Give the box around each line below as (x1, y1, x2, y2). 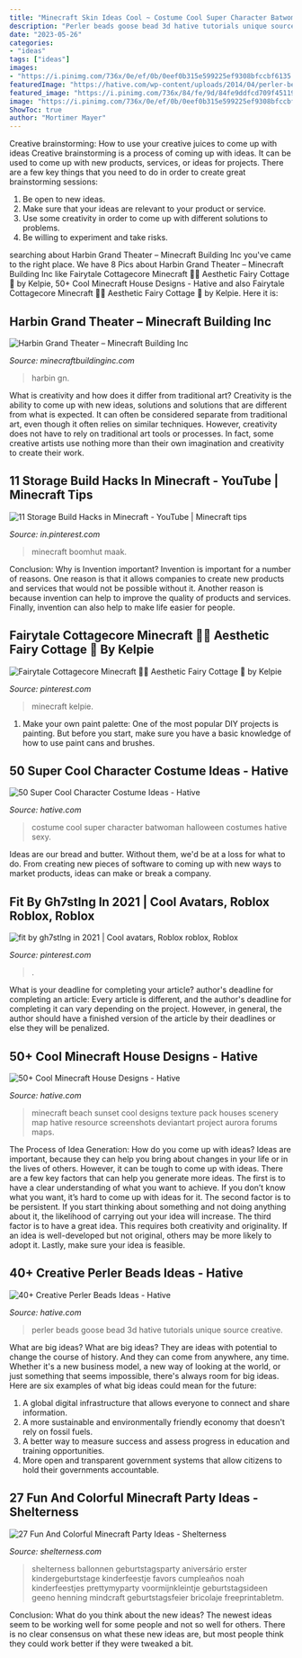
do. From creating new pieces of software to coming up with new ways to (9, 858, 281, 869)
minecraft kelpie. (31, 701, 94, 712)
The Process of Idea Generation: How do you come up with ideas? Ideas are (9, 1144, 292, 1154)
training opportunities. (22, 1445, 105, 1456)
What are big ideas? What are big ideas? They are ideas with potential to (9, 1341, 278, 1352)
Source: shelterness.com (9, 1546, 102, 1556)
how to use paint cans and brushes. (22, 737, 155, 748)
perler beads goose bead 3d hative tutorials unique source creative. (31, 1324, 283, 1335)
